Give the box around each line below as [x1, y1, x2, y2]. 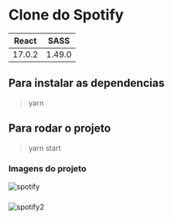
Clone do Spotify [8, 6, 124, 24]
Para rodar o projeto [8, 122, 111, 136]
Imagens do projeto [8, 163, 87, 175]
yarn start [28, 143, 62, 153]
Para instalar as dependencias [8, 76, 165, 90]
